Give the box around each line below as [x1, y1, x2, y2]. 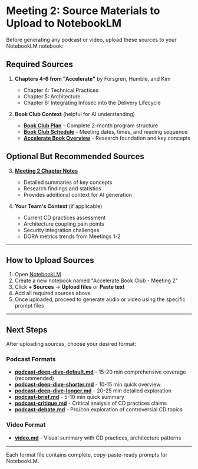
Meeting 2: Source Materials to [6, 4, 160, 18]
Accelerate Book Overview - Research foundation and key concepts [23, 134, 191, 141]
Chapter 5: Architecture [23, 93, 81, 100]
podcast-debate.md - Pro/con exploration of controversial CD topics [14, 406, 183, 413]
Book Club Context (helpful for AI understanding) [14, 110, 136, 117]
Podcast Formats [6, 355, 56, 364]
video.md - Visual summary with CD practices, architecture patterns [14, 434, 181, 441]
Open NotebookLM [14, 271, 61, 278]
